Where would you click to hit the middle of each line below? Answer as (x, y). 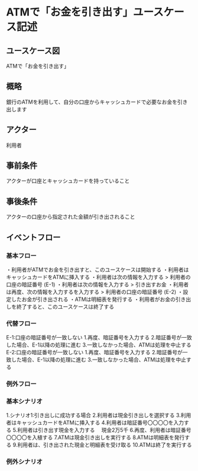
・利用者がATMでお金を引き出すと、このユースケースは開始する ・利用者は (98, 270)
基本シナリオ (25, 402)
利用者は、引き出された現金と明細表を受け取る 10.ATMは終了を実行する (105, 445)
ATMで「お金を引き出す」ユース (85, 12)
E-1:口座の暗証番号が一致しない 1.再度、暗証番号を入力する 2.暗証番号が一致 (99, 338)
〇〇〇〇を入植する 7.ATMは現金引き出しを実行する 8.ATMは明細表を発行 (95, 438)
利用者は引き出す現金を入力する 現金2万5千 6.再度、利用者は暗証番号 (104, 430)
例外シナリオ (25, 462)
